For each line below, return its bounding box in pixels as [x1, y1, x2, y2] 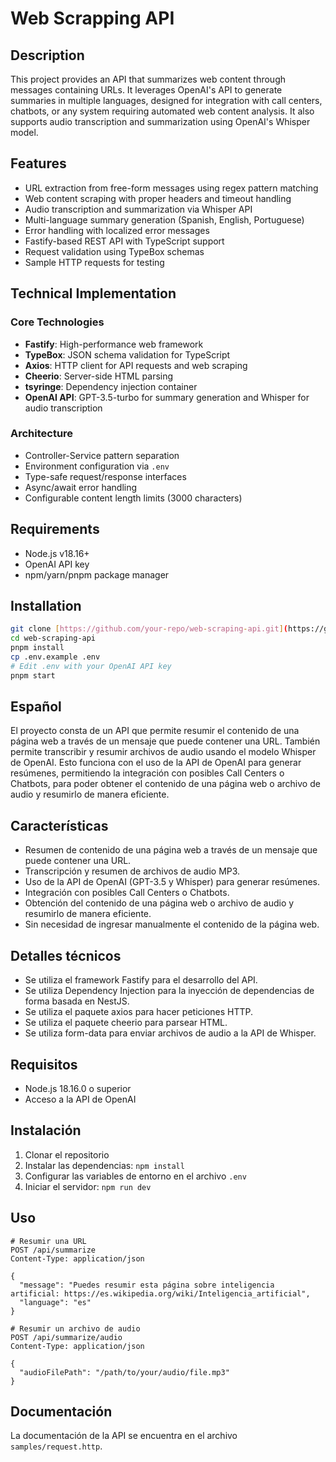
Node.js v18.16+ [24, 547, 90, 559]
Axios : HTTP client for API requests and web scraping [24, 359, 248, 371]
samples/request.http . [10, 1440, 103, 1452]
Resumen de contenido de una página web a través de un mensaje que [24, 844, 318, 856]
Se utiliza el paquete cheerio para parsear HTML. [24, 1017, 228, 1029]
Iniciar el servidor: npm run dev [24, 1180, 152, 1192]
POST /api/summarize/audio [10, 1332, 123, 1342]
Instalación [10, 1122, 82, 1139]
